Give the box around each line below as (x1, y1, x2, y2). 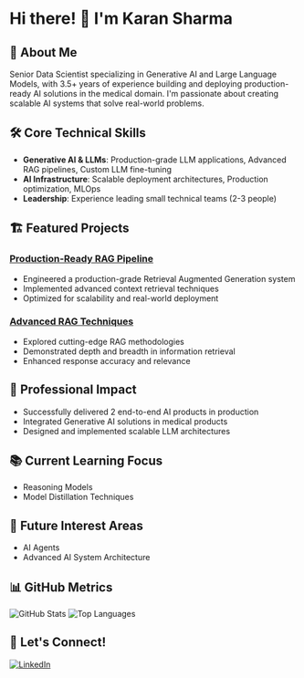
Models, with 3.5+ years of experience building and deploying (9, 78, 243, 89)
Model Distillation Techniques (22, 492, 134, 503)
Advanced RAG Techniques (9, 315, 134, 328)
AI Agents (22, 542, 60, 553)
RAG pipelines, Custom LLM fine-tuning (22, 163, 172, 174)
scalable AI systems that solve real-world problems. (9, 98, 204, 109)
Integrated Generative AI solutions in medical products (22, 415, 228, 427)
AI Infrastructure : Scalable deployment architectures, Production (22, 173, 269, 184)
